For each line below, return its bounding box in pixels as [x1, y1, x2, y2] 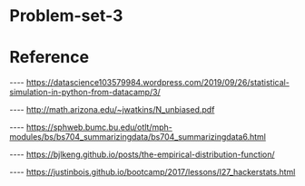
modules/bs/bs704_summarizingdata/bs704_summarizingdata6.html [9, 132, 266, 142]
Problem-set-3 [9, 5, 123, 26]
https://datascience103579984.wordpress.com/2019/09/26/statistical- [25, 77, 290, 88]
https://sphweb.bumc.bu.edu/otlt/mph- [25, 122, 172, 132]
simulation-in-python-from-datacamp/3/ [9, 87, 161, 98]
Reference [9, 47, 89, 68]
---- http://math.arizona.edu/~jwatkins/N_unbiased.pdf [9, 104, 215, 115]
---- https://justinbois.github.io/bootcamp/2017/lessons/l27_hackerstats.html [9, 167, 296, 178]
